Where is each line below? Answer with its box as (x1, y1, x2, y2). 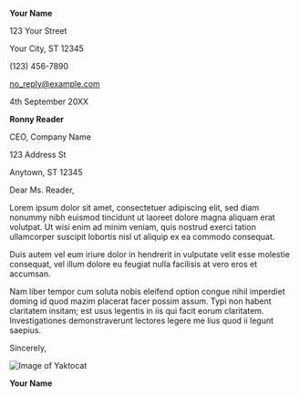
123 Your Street (9, 26, 67, 36)
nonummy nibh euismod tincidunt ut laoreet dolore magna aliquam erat (9, 212, 275, 223)
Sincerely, (9, 342, 47, 353)
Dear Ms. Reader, (9, 184, 75, 195)
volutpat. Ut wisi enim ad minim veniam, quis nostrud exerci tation (9, 222, 257, 232)
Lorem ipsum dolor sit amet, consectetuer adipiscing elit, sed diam (9, 203, 260, 213)
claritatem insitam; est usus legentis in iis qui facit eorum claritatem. (9, 306, 264, 316)
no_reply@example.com (9, 78, 100, 89)
